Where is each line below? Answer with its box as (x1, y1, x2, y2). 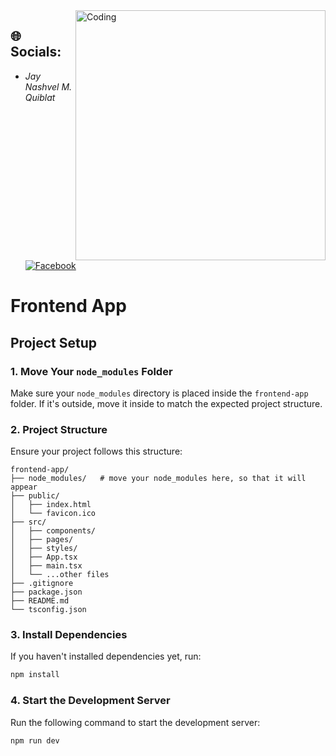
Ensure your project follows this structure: (10, 445, 183, 458)
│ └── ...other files (10, 570, 110, 580)
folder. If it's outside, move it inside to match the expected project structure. (10, 397, 323, 409)
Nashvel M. (24, 80, 73, 93)
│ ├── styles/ (10, 544, 78, 554)
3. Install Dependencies (10, 628, 128, 642)
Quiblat (24, 91, 56, 103)
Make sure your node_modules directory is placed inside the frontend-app (10, 387, 309, 399)
